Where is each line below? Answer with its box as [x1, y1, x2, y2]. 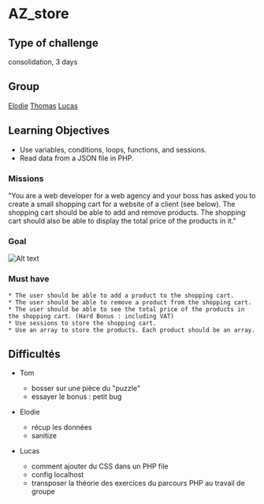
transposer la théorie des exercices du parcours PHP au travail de [31, 479, 246, 488]
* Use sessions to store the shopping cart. [8, 319, 157, 327]
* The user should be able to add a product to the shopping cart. [8, 291, 235, 299]
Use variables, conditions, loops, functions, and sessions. [19, 145, 207, 154]
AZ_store [8, 5, 69, 23]
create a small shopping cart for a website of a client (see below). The [8, 199, 236, 209]
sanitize [31, 431, 58, 441]
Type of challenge [8, 36, 99, 50]
